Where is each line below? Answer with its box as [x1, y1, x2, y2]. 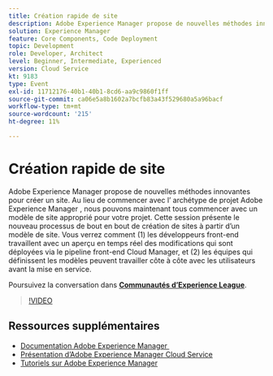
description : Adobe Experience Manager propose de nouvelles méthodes [8, 19, 253, 28]
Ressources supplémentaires [8, 319, 160, 333]
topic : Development [8, 42, 75, 50]
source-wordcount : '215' [8, 110, 93, 119]
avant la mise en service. [8, 264, 92, 274]
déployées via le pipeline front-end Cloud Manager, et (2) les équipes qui [8, 247, 253, 257]
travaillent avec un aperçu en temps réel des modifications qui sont [8, 238, 233, 248]
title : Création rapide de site [8, 11, 118, 20]
